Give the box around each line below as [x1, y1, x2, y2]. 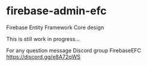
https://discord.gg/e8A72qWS [6, 53, 81, 60]
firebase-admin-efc [6, 4, 107, 18]
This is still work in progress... [6, 35, 80, 42]
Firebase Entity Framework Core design [6, 24, 104, 31]
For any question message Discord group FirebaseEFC [6, 46, 142, 54]
